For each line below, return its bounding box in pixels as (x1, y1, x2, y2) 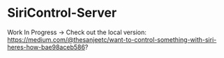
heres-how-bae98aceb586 (7, 43, 86, 51)
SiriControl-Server (7, 5, 117, 21)
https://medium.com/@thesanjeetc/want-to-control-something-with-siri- (7, 35, 217, 43)
